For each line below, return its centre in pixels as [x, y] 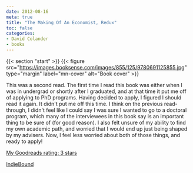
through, [16, 110]
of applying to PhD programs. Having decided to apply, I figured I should [94, 97]
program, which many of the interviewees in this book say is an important [95, 116]
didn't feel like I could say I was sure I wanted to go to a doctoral [109, 110]
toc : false [19, 28]
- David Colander [27, 39]
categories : [21, 34]
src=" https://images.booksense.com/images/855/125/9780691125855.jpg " [96, 67]
